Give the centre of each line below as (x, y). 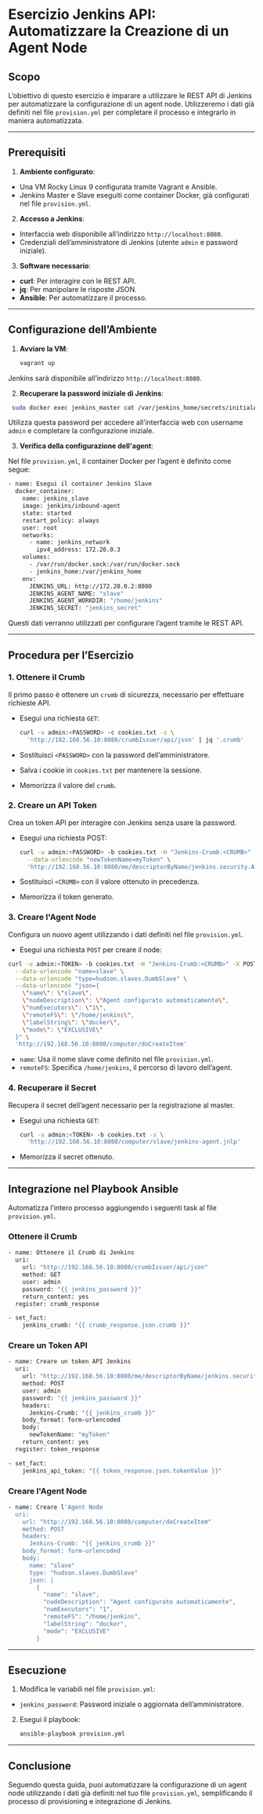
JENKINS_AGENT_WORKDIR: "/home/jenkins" (95, 601)
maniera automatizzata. (46, 120)
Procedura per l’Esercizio (71, 655)
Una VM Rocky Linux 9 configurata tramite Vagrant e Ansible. (118, 187)
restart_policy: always (61, 520)
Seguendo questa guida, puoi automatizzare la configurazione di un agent (128, 1785)
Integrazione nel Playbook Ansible (93, 1189)
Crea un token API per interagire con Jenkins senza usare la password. (122, 823)
